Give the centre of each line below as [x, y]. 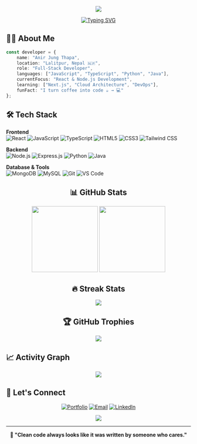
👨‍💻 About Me [30, 38]
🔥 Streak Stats [98, 289]
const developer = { [31, 52]
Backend [17, 150]
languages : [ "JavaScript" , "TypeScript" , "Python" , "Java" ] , [93, 74]
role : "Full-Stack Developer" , [55, 69]
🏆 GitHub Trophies [98, 322]
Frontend [18, 132]
